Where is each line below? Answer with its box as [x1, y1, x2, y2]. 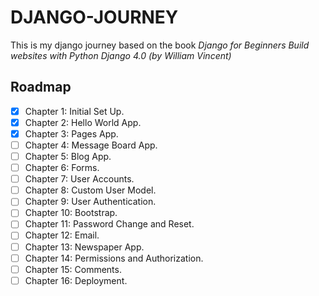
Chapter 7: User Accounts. [24, 173, 135, 185]
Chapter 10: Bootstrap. [24, 207, 118, 219]
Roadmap [10, 79, 72, 96]
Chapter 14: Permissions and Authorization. [24, 252, 204, 264]
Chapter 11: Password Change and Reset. [24, 218, 195, 230]
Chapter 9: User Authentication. [24, 196, 157, 208]
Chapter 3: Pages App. [24, 127, 119, 140]
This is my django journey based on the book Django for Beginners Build [10, 39, 310, 51]
